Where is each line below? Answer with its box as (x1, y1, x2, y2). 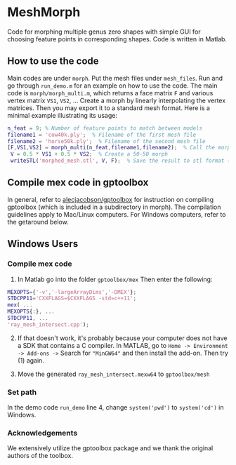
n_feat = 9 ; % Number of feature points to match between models (7, 124, 202, 132)
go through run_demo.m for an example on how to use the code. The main (7, 81, 218, 90)
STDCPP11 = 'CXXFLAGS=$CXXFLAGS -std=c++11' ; (7, 295, 137, 302)
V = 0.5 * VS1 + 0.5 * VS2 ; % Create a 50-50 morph (10, 151, 169, 158)
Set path (7, 387, 37, 397)
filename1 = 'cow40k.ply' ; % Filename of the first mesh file (7, 131, 197, 138)
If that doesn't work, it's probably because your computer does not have (17, 334, 228, 342)
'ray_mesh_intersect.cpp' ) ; (7, 321, 90, 328)
